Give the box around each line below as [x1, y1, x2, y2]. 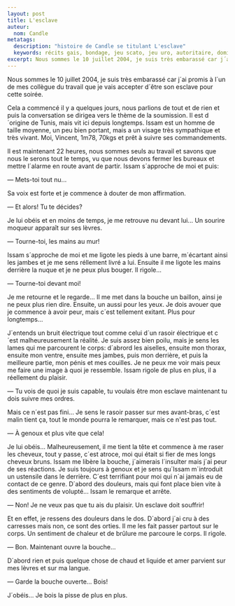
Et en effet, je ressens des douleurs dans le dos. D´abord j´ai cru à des [7, 514, 210, 523]
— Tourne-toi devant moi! [7, 279, 82, 287]
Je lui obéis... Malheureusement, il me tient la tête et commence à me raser [7, 442, 224, 450]
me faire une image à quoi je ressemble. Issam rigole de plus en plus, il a [7, 366, 217, 374]
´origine [7, 118, 30, 127]
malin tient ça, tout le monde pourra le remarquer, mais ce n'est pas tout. [7, 415, 217, 424]
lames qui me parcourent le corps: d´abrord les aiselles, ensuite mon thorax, [7, 343, 227, 352]
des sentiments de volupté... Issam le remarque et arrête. [7, 487, 172, 495]
